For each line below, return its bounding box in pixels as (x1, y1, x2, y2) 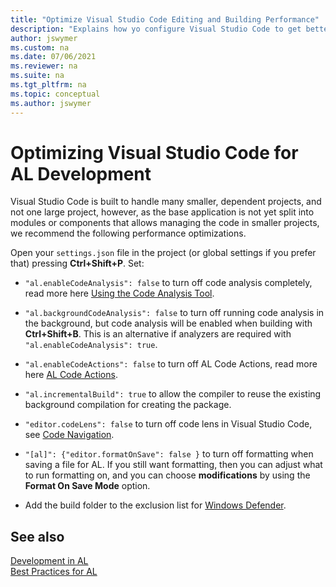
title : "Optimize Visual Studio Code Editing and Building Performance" (10, 14, 320, 25)
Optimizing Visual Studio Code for (10, 141, 299, 164)
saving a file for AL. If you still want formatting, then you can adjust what (24, 459, 323, 471)
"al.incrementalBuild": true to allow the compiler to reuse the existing (24, 388, 322, 400)
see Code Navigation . (24, 429, 115, 441)
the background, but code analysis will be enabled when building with (24, 317, 313, 330)
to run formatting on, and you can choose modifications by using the (24, 469, 311, 481)
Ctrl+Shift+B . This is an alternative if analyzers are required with (24, 328, 292, 340)
